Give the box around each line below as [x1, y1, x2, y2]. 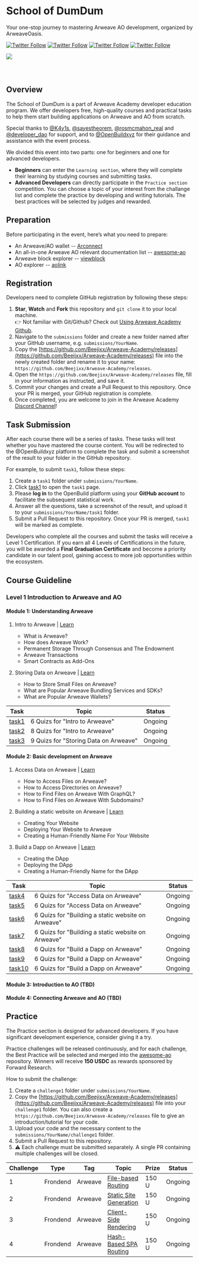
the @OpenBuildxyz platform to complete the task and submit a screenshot [6, 448, 190, 455]
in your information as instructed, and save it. [14, 378, 126, 385]
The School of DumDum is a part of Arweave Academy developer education [6, 100, 191, 107]
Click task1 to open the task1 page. [14, 484, 101, 491]
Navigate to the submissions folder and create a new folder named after [14, 333, 189, 340]
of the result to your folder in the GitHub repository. [6, 455, 131, 462]
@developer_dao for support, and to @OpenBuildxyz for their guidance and [6, 130, 191, 138]
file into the [155, 352, 183, 359]
